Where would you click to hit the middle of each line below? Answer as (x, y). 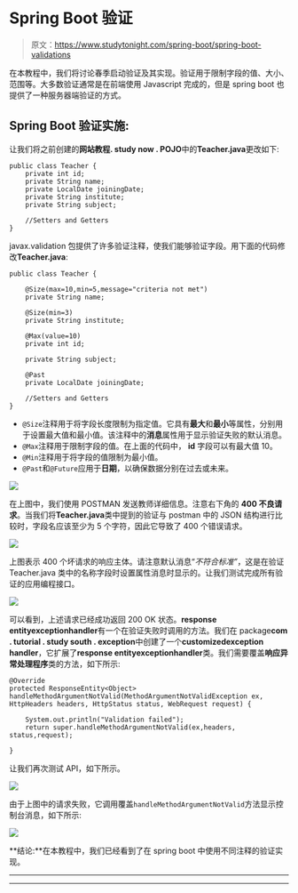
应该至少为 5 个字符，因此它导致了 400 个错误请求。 (151, 526)
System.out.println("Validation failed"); (105, 720)
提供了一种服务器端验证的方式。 (67, 95)
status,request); (41, 735)
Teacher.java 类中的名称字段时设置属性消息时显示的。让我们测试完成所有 (142, 572)
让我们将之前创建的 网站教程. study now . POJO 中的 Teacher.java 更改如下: (144, 149)
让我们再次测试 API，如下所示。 (67, 768)
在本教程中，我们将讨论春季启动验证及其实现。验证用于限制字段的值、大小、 (149, 73)
